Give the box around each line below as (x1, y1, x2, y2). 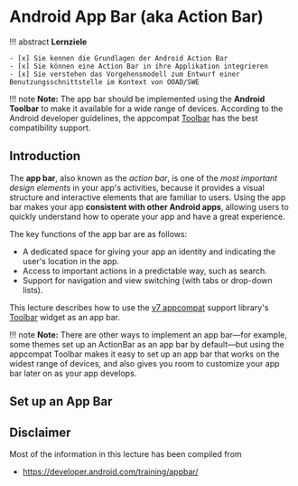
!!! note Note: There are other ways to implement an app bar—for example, (9, 329, 287, 340)
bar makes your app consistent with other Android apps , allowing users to (9, 201, 289, 212)
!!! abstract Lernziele (9, 36, 88, 47)
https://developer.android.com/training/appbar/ (22, 466, 199, 477)
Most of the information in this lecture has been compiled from (9, 448, 242, 459)
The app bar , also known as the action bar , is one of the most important (9, 172, 278, 183)
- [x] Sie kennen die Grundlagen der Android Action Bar (9, 53, 228, 62)
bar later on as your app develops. (9, 367, 137, 378)
